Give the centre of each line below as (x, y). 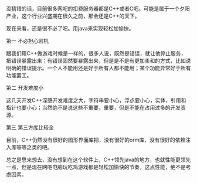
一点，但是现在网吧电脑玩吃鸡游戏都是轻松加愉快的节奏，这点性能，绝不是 (96, 167)
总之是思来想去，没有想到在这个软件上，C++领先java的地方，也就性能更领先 (98, 160)
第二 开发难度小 (25, 88)
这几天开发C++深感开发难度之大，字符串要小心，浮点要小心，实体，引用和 (96, 100)
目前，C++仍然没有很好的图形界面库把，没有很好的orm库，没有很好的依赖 (96, 140)
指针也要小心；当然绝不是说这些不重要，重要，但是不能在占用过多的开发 (93, 108)
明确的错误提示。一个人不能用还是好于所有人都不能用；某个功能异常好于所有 (98, 68)
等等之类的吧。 (34, 147)
